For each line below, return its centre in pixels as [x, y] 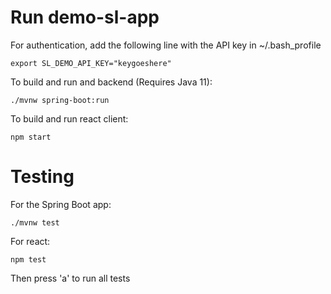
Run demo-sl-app [85, 17]
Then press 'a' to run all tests [70, 278]
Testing [42, 177]
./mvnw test [35, 222]
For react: [30, 241]
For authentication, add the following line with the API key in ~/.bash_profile [166, 45]
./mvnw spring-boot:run [60, 100]
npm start [31, 137]
